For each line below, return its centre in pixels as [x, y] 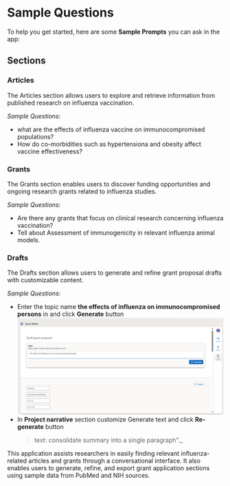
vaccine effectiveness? [50, 151]
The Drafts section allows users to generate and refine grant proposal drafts [114, 273]
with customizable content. [45, 280]
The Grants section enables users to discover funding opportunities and [109, 184]
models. [28, 240]
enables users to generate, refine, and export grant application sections [108, 468]
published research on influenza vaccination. [71, 103]
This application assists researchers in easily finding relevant [93, 454]
